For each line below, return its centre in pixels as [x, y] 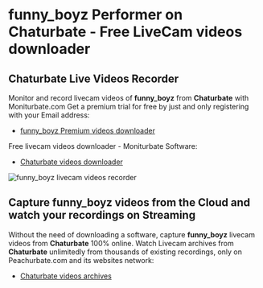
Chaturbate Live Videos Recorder [94, 78]
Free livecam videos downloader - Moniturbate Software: [103, 146]
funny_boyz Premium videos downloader [87, 131]
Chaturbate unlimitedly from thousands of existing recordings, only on [125, 252]
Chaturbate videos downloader [71, 162]
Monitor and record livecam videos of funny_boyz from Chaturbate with [129, 98]
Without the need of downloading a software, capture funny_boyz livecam [132, 234]
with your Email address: [49, 115]
